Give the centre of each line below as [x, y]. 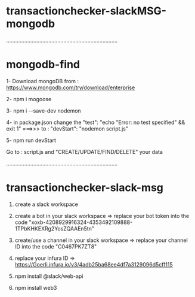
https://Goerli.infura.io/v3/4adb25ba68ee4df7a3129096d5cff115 [94, 264]
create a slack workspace [47, 204]
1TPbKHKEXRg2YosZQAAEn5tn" [54, 228]
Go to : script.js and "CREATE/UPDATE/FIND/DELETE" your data [84, 151]
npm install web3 [36, 287]
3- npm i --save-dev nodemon [44, 110]
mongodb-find [43, 65]
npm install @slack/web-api [49, 276]
